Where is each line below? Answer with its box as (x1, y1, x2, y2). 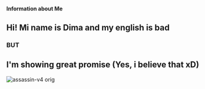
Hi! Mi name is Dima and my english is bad (6, 22, 170, 33)
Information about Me (6, 5, 63, 12)
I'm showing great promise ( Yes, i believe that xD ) (6, 60, 199, 70)
